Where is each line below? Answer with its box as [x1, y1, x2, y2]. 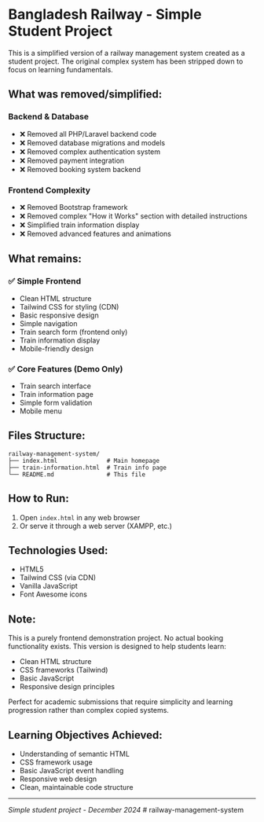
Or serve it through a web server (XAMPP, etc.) [19, 521, 173, 530]
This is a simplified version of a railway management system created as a [8, 48, 245, 57]
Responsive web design [19, 774, 97, 783]
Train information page [19, 389, 94, 398]
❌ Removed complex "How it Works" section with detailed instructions [19, 211, 247, 221]
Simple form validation [19, 398, 93, 407]
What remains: [8, 252, 82, 266]
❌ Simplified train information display [19, 220, 140, 229]
